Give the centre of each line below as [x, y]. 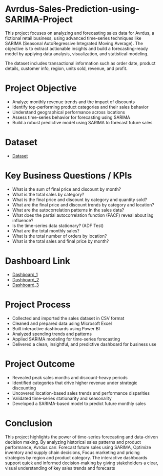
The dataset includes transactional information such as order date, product [80, 63]
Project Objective [41, 88]
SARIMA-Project [39, 19]
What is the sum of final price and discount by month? [66, 189]
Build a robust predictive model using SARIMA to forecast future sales [82, 122]
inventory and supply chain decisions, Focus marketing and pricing [72, 452]
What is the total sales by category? [48, 194]
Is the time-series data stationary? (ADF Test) [58, 226]
